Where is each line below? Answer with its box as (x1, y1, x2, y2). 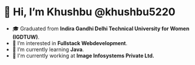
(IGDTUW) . (12, 33, 40, 40)
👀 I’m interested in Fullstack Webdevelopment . (12, 39, 128, 46)
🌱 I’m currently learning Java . (12, 46, 84, 53)
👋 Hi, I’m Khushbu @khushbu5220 (4, 5, 176, 19)
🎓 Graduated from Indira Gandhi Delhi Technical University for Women (12, 25, 190, 32)
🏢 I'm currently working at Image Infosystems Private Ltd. (12, 52, 155, 59)
